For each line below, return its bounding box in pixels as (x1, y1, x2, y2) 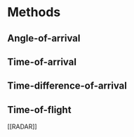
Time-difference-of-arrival (7, 80, 128, 92)
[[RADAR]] (7, 122, 37, 131)
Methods (7, 4, 61, 20)
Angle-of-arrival (7, 32, 81, 44)
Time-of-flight (7, 103, 72, 116)
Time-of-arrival (7, 56, 77, 67)
